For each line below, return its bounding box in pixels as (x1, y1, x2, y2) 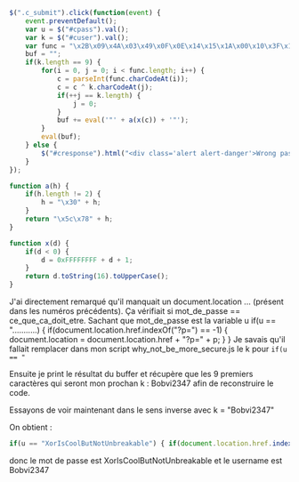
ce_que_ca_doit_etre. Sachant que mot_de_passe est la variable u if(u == (9, 316, 277, 325)
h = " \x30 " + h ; (41, 198, 101, 207)
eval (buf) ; (41, 133, 82, 141)
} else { (25, 141, 58, 149)
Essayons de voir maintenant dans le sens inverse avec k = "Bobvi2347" (9, 405, 275, 415)
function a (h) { (9, 181, 69, 190)
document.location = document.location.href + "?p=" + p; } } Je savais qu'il (9, 334, 286, 344)
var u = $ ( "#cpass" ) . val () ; (25, 25, 129, 34)
